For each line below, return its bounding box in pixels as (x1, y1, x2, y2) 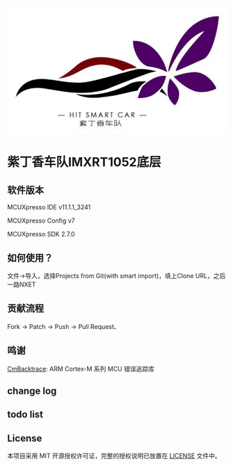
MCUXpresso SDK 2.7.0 (7, 230, 75, 239)
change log (7, 385, 57, 396)
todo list (7, 409, 44, 421)
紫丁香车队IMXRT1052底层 (7, 154, 161, 170)
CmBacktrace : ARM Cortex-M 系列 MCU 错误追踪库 (7, 364, 155, 373)
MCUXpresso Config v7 (7, 216, 75, 225)
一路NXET (7, 280, 36, 289)
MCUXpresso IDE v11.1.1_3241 (7, 203, 91, 211)
